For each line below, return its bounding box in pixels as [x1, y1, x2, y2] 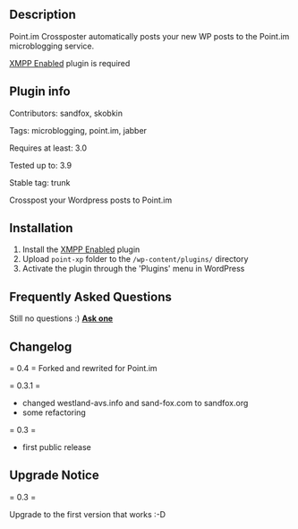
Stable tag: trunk [9, 177, 71, 187]
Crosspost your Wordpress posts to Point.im [9, 195, 173, 205]
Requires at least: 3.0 [9, 143, 88, 153]
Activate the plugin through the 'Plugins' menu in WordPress [21, 264, 245, 274]
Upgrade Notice [9, 468, 100, 483]
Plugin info [9, 84, 71, 100]
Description [9, 7, 76, 22]
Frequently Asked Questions [9, 289, 173, 304]
